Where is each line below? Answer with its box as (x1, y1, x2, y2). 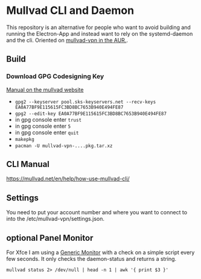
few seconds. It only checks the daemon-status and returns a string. (6, 255, 177, 263)
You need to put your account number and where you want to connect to (6, 209, 188, 216)
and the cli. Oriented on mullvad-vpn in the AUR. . (6, 36, 129, 44)
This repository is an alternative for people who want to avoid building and (6, 24, 191, 31)
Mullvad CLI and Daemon (6, 4, 135, 18)
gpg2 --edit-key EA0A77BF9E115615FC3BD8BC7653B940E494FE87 (14, 110, 167, 117)
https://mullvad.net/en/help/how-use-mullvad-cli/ (6, 175, 130, 182)
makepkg (14, 136, 34, 142)
